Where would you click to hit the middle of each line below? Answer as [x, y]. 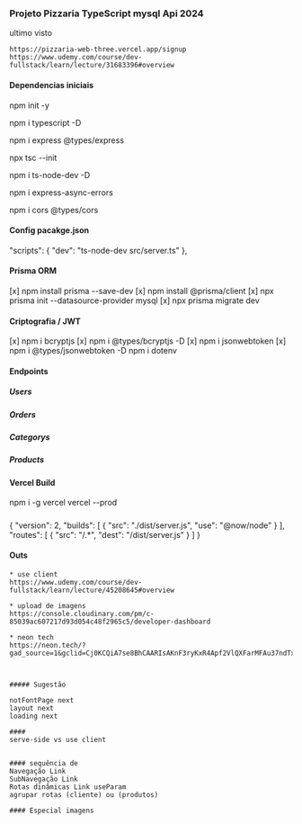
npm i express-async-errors [62, 193]
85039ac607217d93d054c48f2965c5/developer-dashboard [110, 622]
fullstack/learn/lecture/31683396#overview [92, 66]
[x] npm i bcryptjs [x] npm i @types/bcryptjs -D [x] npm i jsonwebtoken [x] [148, 341]
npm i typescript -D [45, 122]
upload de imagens [52, 605]
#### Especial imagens [52, 811]
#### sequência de [44, 763]
